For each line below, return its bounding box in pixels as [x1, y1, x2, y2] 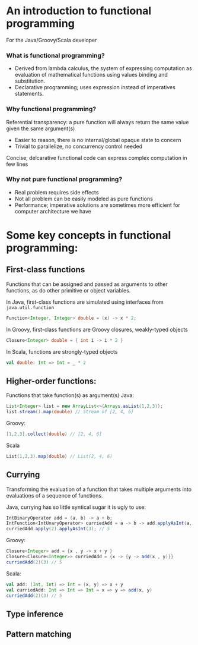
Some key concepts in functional [6, 229, 171, 242]
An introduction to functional [6, 4, 152, 18]
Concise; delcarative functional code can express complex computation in [6, 154, 188, 161]
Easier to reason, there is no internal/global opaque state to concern [14, 136, 182, 143]
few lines [6, 161, 28, 168]
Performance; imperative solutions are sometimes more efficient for [14, 201, 181, 209]
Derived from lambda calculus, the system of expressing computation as [14, 65, 193, 72]
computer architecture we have [14, 207, 92, 215]
